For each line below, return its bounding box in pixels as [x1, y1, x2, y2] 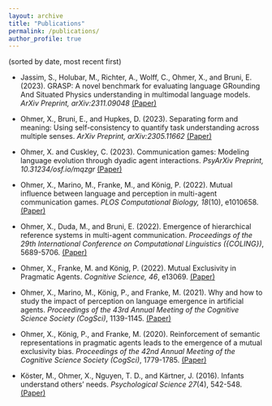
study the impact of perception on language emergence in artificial [19, 296, 244, 306]
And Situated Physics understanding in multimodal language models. [19, 90, 251, 100]
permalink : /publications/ [8, 27, 100, 35]
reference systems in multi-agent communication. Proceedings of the [19, 231, 253, 240]
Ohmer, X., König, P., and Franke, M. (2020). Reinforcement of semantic [19, 330, 261, 339]
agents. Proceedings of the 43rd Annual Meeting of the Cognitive [19, 305, 240, 315]
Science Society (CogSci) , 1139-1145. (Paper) [19, 313, 172, 323]
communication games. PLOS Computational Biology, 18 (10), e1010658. [19, 197, 259, 207]
